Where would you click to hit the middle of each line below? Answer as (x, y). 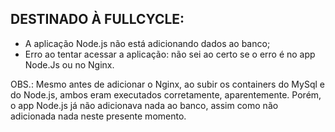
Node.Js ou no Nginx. (69, 64)
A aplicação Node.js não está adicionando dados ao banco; (147, 43)
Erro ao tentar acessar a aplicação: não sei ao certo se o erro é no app (170, 54)
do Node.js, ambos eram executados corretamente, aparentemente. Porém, (166, 94)
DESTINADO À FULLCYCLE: (97, 19)
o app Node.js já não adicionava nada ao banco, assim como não (144, 105)
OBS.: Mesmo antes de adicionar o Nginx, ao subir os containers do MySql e (167, 84)
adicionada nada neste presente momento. (98, 116)
